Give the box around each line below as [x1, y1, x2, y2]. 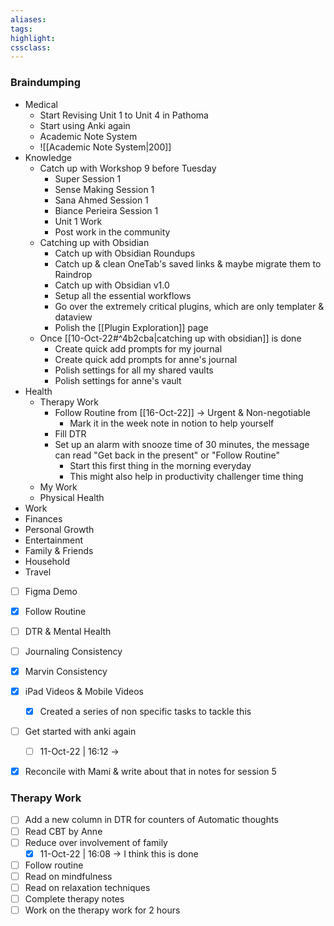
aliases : [10, 14, 47, 25]
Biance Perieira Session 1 [54, 204, 159, 216]
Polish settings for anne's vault [54, 374, 182, 386]
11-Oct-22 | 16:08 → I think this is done [39, 847, 199, 860]
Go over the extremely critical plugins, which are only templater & [54, 300, 325, 312]
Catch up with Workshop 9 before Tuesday [39, 162, 217, 174]
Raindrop [54, 268, 93, 280]
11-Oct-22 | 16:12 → [39, 746, 120, 758]
